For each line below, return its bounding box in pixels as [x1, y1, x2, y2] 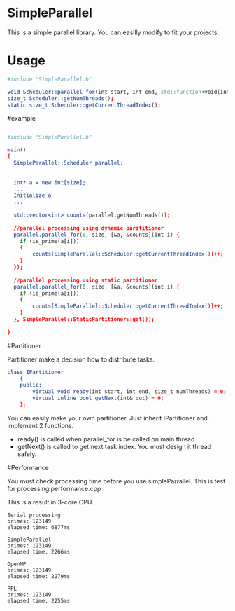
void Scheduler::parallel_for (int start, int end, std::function [7, 88, 201, 95]
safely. [17, 450, 37, 458]
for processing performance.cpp [7, 484, 101, 493]
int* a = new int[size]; [13, 179, 86, 186]
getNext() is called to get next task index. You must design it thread [17, 442, 212, 451]
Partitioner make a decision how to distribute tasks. [7, 355, 155, 364]
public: [20, 382, 42, 389]
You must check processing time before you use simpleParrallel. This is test [7, 476, 226, 485]
